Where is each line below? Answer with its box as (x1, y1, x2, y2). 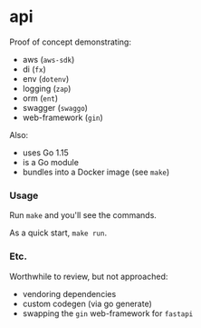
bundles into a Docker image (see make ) (22, 166, 170, 177)
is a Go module (22, 156, 80, 167)
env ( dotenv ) (22, 73, 70, 84)
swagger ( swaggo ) (22, 102, 89, 113)
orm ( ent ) (22, 93, 59, 104)
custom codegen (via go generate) (22, 298, 152, 309)
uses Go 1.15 (22, 147, 70, 158)
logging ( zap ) (22, 83, 72, 94)
